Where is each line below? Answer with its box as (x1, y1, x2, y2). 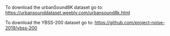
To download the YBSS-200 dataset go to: (5, 20, 94, 25)
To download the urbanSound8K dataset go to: (5, 5, 103, 10)
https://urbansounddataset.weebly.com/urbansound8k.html (5, 10, 130, 16)
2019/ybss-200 (5, 25, 38, 31)
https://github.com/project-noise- (94, 20, 165, 25)
